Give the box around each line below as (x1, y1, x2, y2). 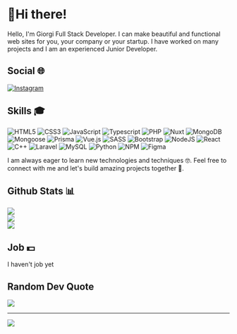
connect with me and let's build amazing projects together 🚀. (7, 163, 185, 172)
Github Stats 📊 (7, 185, 75, 197)
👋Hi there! (7, 6, 67, 23)
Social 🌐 (7, 65, 45, 77)
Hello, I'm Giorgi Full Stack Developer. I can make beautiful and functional (7, 30, 221, 38)
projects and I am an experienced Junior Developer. (7, 44, 158, 53)
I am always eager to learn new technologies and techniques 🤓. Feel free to (7, 156, 227, 164)
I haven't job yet (7, 260, 54, 268)
